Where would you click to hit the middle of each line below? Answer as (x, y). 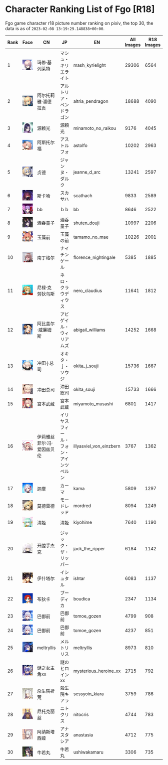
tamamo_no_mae (91, 237)
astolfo (80, 145)
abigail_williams (89, 330)
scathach (83, 196)
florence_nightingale (94, 257)
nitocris (81, 714)
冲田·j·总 (45, 363)
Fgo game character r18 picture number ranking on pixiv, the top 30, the (79, 23)
